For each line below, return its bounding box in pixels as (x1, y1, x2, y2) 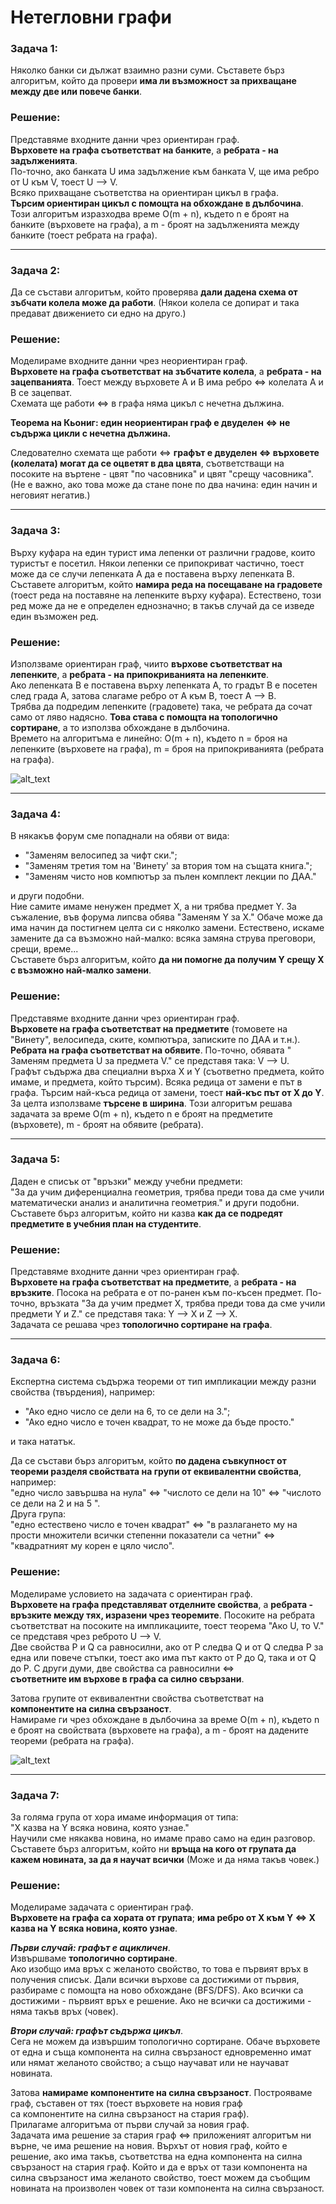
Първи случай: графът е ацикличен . (10, 1942, 171, 1954)
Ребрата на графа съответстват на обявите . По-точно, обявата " (10, 1044, 292, 1056)
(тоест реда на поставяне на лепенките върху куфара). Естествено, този (10, 589, 322, 601)
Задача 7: (10, 1788, 60, 1802)
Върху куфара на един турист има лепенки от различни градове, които (10, 546, 316, 558)
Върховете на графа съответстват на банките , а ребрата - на (10, 144, 279, 156)
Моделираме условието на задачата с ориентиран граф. (10, 1587, 253, 1600)
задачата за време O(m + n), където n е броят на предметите (10, 1107, 273, 1120)
